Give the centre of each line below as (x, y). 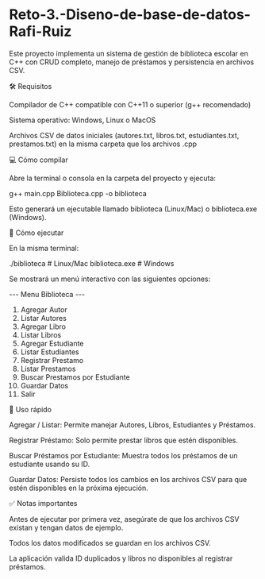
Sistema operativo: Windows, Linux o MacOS (83, 120)
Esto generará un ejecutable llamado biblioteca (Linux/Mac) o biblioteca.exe (133, 209)
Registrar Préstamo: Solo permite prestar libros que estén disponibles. (124, 440)
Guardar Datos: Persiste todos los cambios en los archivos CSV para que (128, 479)
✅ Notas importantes (43, 503)
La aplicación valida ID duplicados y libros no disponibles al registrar (121, 558)
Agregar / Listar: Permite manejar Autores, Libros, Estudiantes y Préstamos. (132, 425)
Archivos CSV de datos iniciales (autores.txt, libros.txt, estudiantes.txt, (124, 135)
